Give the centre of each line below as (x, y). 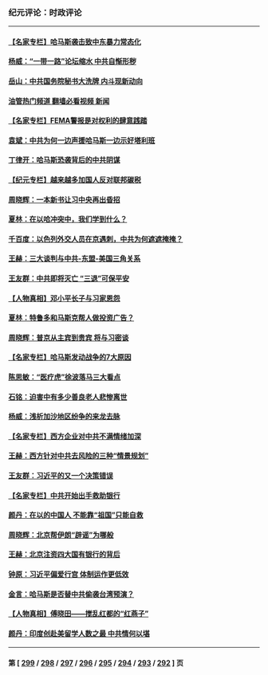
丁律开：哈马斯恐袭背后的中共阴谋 (64, 160)
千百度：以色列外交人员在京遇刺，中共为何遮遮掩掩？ (96, 239)
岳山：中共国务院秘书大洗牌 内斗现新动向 (76, 81)
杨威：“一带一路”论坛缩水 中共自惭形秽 (73, 61)
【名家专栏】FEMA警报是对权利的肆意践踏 (78, 120)
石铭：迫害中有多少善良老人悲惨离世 (68, 397)
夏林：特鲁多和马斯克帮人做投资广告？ (71, 318)
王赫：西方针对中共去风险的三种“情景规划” (79, 456)
